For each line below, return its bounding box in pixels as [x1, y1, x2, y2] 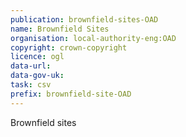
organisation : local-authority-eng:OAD [10, 33, 177, 43]
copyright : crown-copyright [10, 42, 128, 53]
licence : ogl [10, 52, 65, 62]
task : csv [10, 80, 52, 90]
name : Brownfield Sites [10, 24, 110, 34]
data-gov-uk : [10, 71, 65, 81]
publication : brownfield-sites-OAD [10, 14, 159, 25]
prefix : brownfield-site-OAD [10, 89, 132, 99]
